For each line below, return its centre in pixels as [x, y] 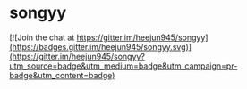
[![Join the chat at [42, 37]
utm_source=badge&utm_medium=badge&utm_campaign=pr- [123, 66]
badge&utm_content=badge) [62, 75]
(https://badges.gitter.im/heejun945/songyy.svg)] [101, 46]
